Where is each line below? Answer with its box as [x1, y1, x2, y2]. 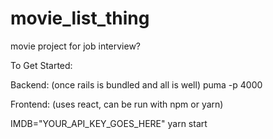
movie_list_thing [10, 7, 150, 30]
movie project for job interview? [10, 40, 142, 52]
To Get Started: [10, 59, 73, 71]
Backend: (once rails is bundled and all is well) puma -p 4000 [10, 78, 263, 91]
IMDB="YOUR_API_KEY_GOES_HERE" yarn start [10, 117, 208, 129]
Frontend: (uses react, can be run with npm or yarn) [10, 98, 224, 110]
